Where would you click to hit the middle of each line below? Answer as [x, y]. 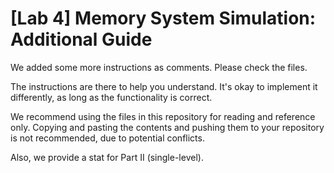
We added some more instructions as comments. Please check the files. [159, 67]
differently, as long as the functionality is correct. [111, 97]
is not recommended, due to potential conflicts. [107, 138]
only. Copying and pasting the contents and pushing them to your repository [167, 127]
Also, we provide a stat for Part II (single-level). [107, 157]
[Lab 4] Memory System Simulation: [163, 18]
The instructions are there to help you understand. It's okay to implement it [164, 86]
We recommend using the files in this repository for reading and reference [163, 116]
